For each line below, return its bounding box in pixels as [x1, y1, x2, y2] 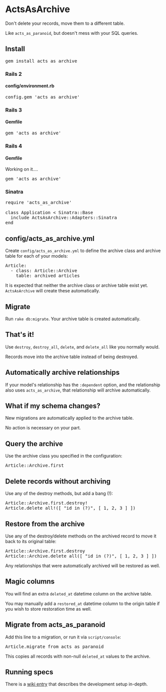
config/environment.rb [5, 83, 54, 89]
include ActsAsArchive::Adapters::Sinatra [10, 215, 118, 221]
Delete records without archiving [5, 477, 111, 485]
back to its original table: [5, 538, 57, 544]
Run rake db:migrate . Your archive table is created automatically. [5, 316, 141, 322]
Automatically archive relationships [5, 368, 120, 377]
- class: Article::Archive [10, 268, 77, 274]
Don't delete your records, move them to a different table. [5, 20, 125, 26]
